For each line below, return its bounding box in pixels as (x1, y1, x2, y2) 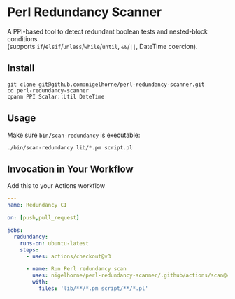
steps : (20, 246, 39, 254)
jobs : (7, 227, 23, 234)
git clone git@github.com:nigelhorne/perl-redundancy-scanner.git (7, 81, 205, 88)
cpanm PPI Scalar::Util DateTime (7, 93, 105, 100)
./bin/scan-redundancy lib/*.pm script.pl (7, 144, 133, 151)
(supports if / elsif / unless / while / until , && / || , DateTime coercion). (7, 42, 198, 50)
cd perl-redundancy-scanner (7, 87, 90, 94)
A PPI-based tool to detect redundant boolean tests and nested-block (7, 27, 208, 36)
